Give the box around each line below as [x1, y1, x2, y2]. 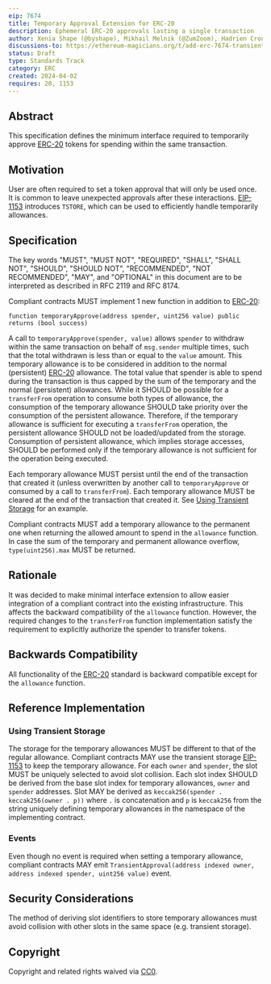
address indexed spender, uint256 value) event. [8, 868, 172, 878]
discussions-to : [8, 42, 63, 50]
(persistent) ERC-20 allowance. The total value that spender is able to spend [8, 367, 262, 377]
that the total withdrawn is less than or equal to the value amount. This [8, 350, 242, 360]
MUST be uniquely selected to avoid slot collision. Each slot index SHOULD [8, 770, 258, 779]
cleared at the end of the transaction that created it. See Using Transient [8, 495, 248, 505]
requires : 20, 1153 [8, 79, 74, 87]
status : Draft [8, 49, 56, 57]
